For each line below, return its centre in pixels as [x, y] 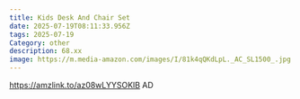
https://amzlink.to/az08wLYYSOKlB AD [82, 85]
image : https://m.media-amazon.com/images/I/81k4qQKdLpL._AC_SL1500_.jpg [150, 59]
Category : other [40, 43]
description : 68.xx [46, 51]
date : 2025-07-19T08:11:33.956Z [70, 26]
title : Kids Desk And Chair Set [70, 18]
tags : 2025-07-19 [42, 34]
